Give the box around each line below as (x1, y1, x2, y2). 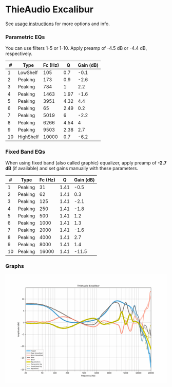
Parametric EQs (5, 33, 45, 41)
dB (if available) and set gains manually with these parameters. (5, 165, 139, 172)
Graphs (5, 263, 24, 270)
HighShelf (17, 134, 39, 140)
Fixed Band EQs (5, 148, 45, 155)
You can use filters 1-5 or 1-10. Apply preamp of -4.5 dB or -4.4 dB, (5, 45, 147, 51)
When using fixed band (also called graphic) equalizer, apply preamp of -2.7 (5, 160, 167, 166)
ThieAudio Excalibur (5, 4, 94, 15)
